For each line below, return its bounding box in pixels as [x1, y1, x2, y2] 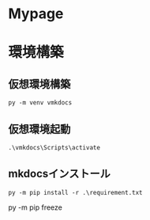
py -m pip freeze [8, 203, 63, 212]
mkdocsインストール [8, 167, 111, 180]
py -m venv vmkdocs [8, 99, 73, 107]
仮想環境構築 [8, 77, 71, 91]
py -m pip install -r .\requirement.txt [8, 188, 144, 196]
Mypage [8, 5, 64, 23]
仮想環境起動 [8, 122, 71, 135]
